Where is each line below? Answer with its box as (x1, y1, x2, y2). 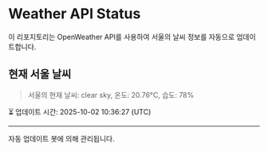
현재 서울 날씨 (8, 68, 72, 81)
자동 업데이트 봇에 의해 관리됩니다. (8, 134, 115, 143)
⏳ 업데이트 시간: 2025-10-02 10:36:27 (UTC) (8, 106, 152, 116)
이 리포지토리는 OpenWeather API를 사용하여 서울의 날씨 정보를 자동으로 (8, 32, 235, 41)
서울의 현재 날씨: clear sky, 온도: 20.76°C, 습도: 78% (27, 90, 195, 99)
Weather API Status (8, 5, 141, 23)
